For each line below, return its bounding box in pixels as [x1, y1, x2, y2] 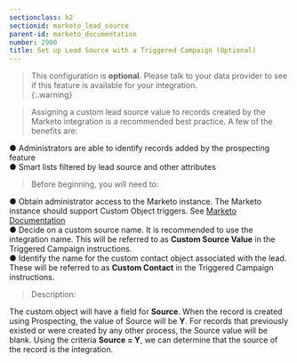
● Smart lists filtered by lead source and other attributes [9, 162, 216, 173]
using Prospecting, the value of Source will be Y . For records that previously [9, 316, 289, 327]
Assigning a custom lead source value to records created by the [30, 107, 266, 117]
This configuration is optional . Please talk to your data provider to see [30, 70, 287, 81]
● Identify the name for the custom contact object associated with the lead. [9, 253, 287, 263]
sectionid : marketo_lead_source [9, 21, 129, 30]
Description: [30, 289, 76, 300]
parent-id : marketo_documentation [9, 29, 138, 38]
